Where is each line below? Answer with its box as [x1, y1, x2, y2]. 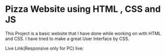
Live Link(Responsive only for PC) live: [5, 45, 84, 51]
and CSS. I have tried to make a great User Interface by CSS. [5, 36, 130, 42]
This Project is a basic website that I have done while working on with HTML [5, 30, 162, 36]
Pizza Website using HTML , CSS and [5, 3, 161, 15]
